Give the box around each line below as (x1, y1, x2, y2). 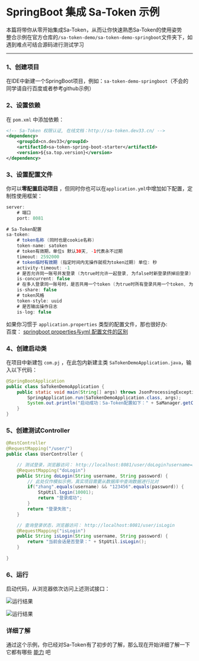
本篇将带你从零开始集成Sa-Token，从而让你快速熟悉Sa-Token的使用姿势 (6, 26, 182, 33)
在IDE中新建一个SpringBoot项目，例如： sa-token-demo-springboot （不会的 (6, 78, 188, 85)
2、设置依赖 (6, 101, 41, 110)
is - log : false (17, 309, 52, 315)
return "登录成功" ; (37, 495, 83, 501)
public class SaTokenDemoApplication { (6, 383, 105, 389)
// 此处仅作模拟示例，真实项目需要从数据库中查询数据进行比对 (27, 478, 159, 484)
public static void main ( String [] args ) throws (17, 389, 136, 395)
